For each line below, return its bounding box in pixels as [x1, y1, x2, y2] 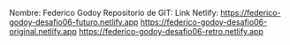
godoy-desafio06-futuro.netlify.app [9, 17, 139, 27]
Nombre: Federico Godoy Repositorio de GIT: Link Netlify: [9, 8, 219, 18]
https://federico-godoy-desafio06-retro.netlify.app [78, 26, 263, 36]
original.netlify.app [9, 26, 77, 36]
